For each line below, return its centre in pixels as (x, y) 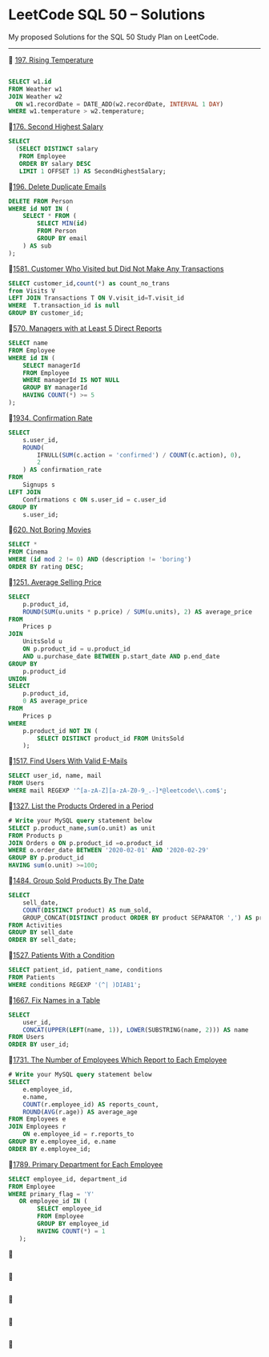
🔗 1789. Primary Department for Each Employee (86, 1164)
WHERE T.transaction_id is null (64, 306)
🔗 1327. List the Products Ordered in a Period (81, 806)
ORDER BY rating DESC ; (46, 567)
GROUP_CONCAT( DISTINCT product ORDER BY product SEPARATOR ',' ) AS (137, 918)
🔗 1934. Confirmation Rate (50, 417)
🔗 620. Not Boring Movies (50, 530)
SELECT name (28, 343)
